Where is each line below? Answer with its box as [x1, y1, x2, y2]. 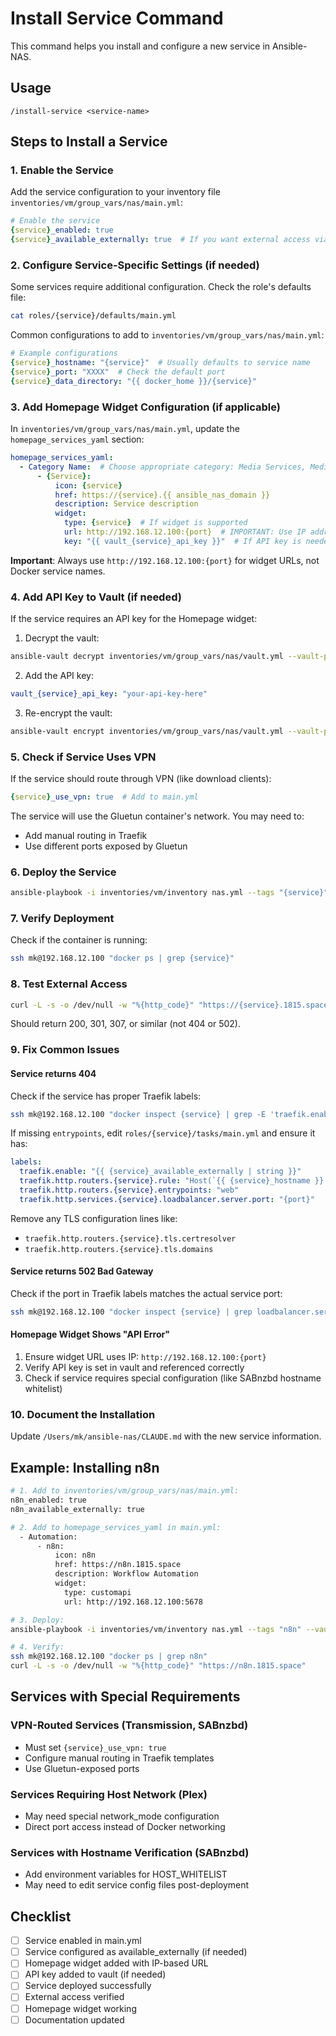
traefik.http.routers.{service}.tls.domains [24, 1244, 214, 1254]
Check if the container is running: [10, 934, 148, 946]
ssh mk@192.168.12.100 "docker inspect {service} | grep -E [10, 1109, 267, 1119]
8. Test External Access [10, 977, 128, 991]
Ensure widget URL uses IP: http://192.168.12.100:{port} [24, 1351, 267, 1363]
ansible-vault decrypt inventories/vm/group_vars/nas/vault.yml [10, 652, 284, 662]
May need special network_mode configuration [24, 1810, 220, 1822]
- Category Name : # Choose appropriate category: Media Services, [19, 462, 307, 472]
